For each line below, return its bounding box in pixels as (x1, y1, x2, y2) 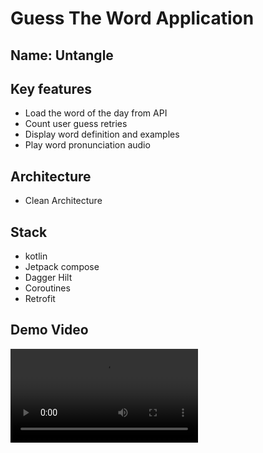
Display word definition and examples (24, 128, 180, 141)
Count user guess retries (24, 118, 128, 130)
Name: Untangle (10, 47, 114, 64)
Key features (10, 80, 92, 97)
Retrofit (24, 293, 56, 305)
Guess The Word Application (10, 7, 255, 30)
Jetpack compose (24, 261, 100, 273)
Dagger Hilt (24, 272, 73, 284)
